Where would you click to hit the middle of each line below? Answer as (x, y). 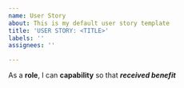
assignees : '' (32, 46)
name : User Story (37, 16)
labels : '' (26, 38)
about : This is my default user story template (89, 23)
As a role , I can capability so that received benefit (92, 75)
